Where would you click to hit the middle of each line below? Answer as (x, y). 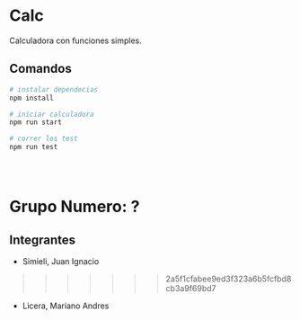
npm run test (34, 147)
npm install (31, 98)
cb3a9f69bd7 (191, 288)
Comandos (40, 69)
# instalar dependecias (54, 89)
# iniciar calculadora (52, 114)
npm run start (36, 122)
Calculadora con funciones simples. (75, 40)
